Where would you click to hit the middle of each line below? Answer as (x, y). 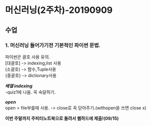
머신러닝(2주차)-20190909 (59, 10)
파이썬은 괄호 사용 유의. (28, 57)
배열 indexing (19, 86)
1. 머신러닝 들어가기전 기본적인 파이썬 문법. (53, 45)
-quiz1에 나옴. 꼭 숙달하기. (30, 92)
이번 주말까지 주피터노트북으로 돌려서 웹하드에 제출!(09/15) (62, 118)
